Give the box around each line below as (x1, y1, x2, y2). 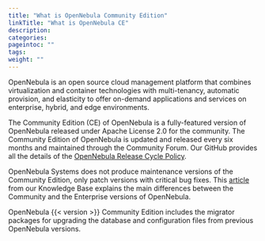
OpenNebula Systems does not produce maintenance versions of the (8, 167, 233, 176)
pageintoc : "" (8, 41, 55, 49)
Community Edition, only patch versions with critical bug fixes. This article (8, 175, 250, 184)
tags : (8, 48, 26, 56)
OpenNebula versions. (8, 224, 81, 233)
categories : (8, 33, 47, 42)
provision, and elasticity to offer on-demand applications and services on (8, 94, 247, 104)
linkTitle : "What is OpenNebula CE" (8, 19, 129, 27)
